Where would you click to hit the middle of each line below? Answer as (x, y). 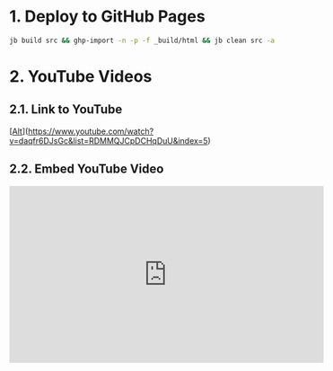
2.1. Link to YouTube (66, 110)
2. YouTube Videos (81, 76)
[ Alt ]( (19, 131)
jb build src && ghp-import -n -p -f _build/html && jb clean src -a (142, 40)
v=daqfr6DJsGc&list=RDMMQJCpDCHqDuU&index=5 (109, 140)
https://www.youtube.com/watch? (91, 131)
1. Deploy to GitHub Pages (107, 17)
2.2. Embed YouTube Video (87, 169)
